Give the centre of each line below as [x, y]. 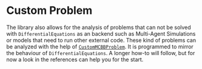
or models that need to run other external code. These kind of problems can [101, 40]
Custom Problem [49, 11]
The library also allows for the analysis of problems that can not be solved [99, 27]
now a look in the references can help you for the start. [75, 59]
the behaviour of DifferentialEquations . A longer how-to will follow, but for [101, 53]
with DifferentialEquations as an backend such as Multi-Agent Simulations [101, 33]
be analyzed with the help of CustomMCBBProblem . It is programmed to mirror [100, 47]
